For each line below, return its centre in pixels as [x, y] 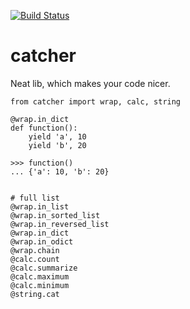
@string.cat [35, 294]
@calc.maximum [40, 276]
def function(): [44, 128]
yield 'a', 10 [57, 136]
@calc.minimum [40, 285]
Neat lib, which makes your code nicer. [90, 83]
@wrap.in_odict [42, 241]
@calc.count [35, 259]
